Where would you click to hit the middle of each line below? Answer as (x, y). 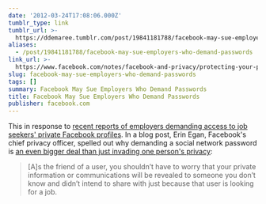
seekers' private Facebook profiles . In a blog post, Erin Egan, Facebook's (127, 134)
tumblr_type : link (38, 23)
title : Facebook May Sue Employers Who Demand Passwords (104, 96)
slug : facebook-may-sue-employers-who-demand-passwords (102, 74)
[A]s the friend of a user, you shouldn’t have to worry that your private (142, 167)
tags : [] (23, 81)
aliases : (23, 45)
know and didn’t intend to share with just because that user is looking (141, 183)
